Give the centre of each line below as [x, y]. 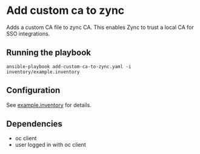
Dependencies [34, 124]
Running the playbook [48, 53]
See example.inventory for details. [49, 105]
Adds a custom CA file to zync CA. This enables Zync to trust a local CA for [100, 27]
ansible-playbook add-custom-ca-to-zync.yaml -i [69, 66]
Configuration [33, 90]
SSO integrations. [28, 33]
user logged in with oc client [50, 145]
